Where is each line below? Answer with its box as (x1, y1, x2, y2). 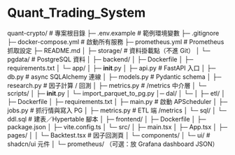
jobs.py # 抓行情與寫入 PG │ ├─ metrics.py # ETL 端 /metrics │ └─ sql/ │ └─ (7, 106, 227, 115)
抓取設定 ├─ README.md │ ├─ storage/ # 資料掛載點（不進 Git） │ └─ (7, 46, 211, 54)
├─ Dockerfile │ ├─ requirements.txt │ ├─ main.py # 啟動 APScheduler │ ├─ (7, 97, 228, 105)
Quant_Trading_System (7, 5, 146, 21)
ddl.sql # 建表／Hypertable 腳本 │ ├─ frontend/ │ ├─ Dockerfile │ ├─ (7, 115, 206, 123)
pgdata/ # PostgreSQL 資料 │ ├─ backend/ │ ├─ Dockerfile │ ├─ (7, 54, 194, 64)
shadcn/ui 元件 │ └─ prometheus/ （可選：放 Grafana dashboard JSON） (7, 140, 219, 148)
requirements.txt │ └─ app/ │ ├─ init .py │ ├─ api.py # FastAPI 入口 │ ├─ (7, 64, 216, 72)
